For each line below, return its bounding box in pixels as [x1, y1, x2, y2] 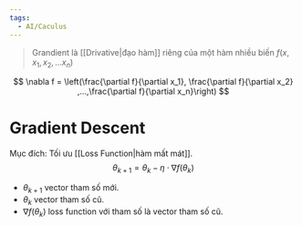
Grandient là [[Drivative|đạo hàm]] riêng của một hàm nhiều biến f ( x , [31, 46, 290, 57]
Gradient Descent [9, 118, 146, 139]
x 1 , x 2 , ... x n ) [31, 56, 74, 69]
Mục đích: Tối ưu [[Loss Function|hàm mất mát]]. [9, 148, 193, 159]
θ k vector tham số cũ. [22, 193, 105, 207]
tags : [9, 13, 30, 23]
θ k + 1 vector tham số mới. [22, 182, 120, 195]
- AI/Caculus [17, 22, 68, 31]
